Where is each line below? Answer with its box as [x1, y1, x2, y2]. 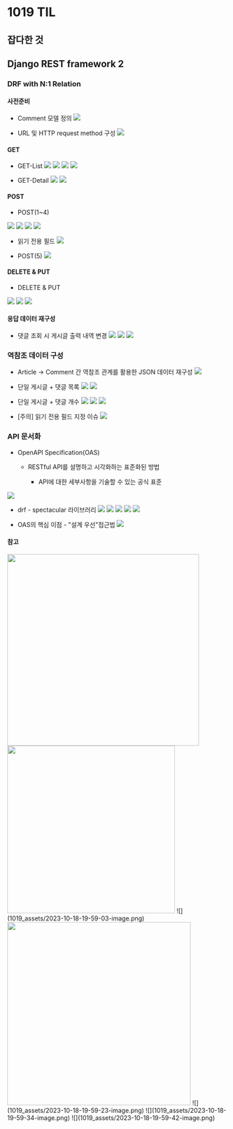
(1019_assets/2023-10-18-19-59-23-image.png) [7, 1106, 145, 1114]
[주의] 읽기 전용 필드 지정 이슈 [17, 412, 99, 421]
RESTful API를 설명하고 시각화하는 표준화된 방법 [27, 463, 160, 471]
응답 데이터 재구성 [7, 314, 56, 323]
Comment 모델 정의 [17, 114, 72, 122]
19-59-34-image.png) [7, 1114, 71, 1122]
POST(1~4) [17, 208, 50, 216]
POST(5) [17, 251, 43, 260]
